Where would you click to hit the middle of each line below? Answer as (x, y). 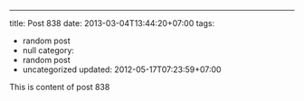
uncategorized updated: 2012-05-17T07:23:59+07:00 (122, 69)
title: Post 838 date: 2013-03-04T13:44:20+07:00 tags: (112, 23)
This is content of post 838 (60, 87)
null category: (48, 50)
